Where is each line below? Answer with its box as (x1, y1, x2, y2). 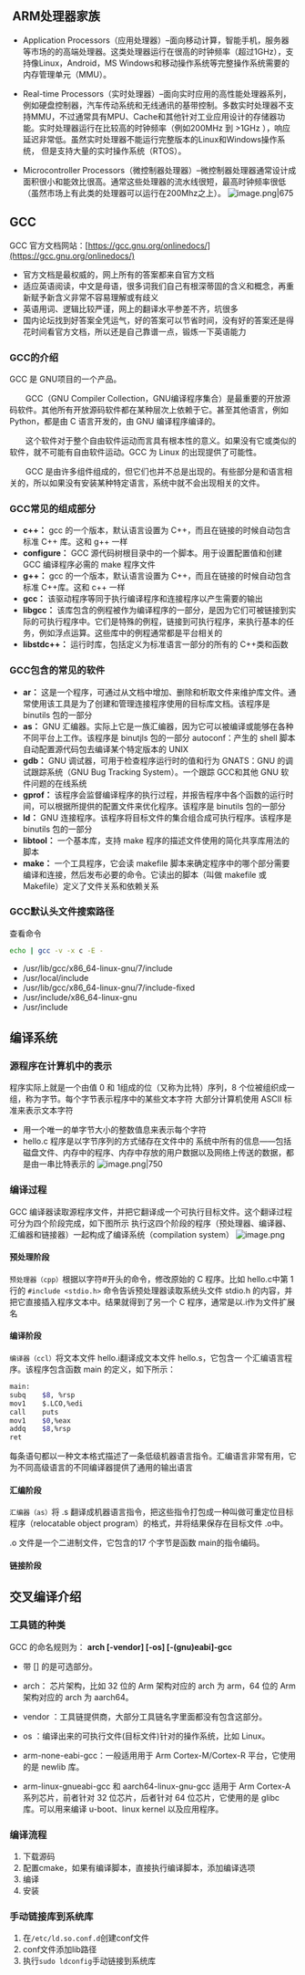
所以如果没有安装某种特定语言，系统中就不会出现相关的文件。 (33, 477, 265, 488)
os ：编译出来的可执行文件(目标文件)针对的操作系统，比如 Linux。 (22, 1730, 270, 1741)
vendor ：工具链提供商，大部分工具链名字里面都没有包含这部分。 (22, 1710, 267, 1722)
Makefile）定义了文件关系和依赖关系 (22, 880, 159, 892)
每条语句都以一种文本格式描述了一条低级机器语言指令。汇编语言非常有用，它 (9, 1450, 297, 1462)
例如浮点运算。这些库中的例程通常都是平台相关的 (38, 628, 223, 639)
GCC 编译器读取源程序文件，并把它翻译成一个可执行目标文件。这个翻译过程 (9, 1206, 293, 1217)
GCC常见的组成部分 (9, 502, 96, 515)
